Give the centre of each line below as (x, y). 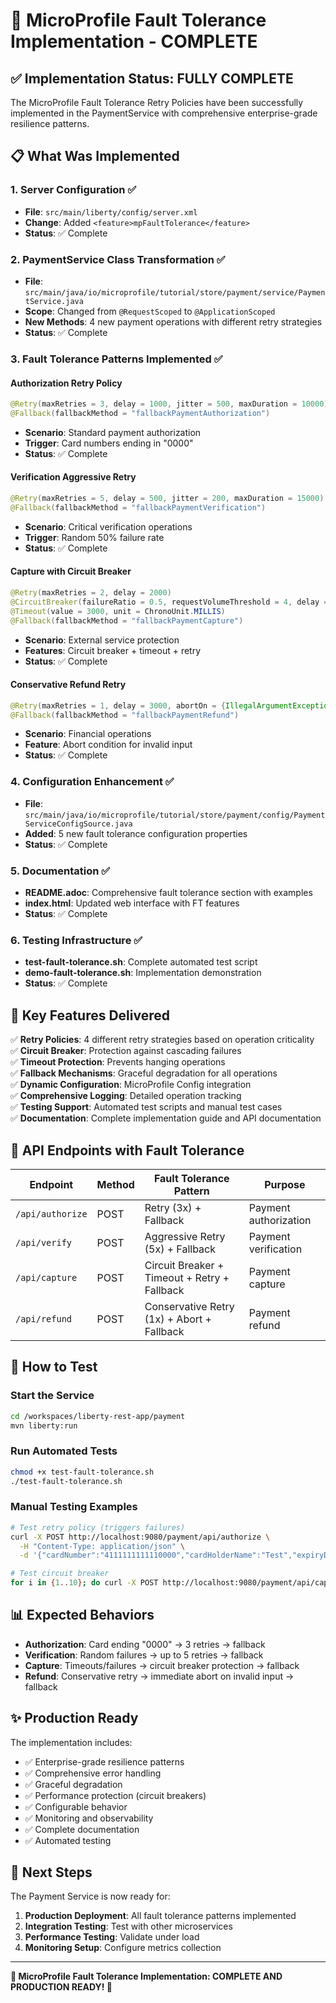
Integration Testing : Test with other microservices (128, 1926)
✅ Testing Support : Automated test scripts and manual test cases (146, 1107)
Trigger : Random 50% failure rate (94, 537)
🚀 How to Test (54, 1367)
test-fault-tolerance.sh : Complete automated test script (141, 962)
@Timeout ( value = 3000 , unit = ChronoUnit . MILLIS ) (118, 611)
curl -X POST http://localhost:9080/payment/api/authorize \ (140, 1537)
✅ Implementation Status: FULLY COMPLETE (152, 78)
